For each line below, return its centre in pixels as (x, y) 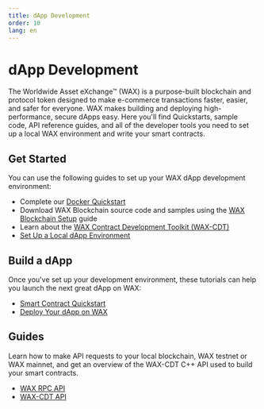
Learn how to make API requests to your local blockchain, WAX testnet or (128, 356)
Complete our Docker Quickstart (73, 202)
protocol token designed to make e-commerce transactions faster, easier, (128, 100)
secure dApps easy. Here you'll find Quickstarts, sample (146, 117)
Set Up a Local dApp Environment (75, 236)
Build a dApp (40, 260)
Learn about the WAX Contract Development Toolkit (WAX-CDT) (124, 227)
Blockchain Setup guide (58, 218)
